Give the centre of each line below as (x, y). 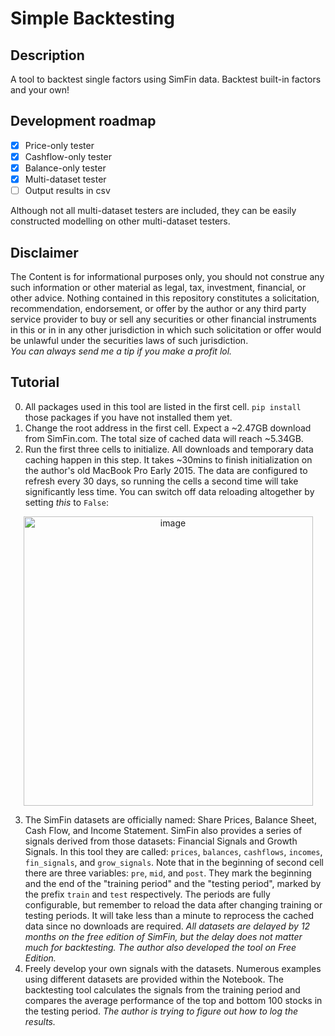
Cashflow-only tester (68, 156)
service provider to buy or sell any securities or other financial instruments (163, 319)
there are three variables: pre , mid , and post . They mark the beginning (168, 873)
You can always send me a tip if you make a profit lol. (121, 351)
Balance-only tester (65, 168)
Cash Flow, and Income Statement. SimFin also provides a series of (163, 830)
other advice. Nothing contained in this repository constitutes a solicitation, (165, 298)
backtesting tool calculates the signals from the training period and (162, 989)
